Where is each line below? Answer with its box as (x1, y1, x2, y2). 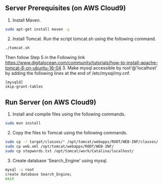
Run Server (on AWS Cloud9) (5, 98, 97, 106)
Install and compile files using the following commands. (12, 111, 126, 117)
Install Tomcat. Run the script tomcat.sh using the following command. (12, 36, 156, 42)
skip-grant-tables (5, 84, 43, 89)
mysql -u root (5, 167, 35, 172)
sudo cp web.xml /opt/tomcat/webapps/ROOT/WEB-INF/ (5, 144, 114, 149)
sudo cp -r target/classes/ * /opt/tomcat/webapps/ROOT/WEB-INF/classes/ (5, 139, 159, 144)
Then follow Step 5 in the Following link (5, 54, 85, 60)
